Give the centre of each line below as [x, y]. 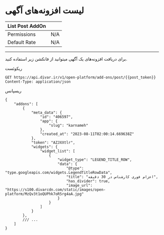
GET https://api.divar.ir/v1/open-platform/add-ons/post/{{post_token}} [81, 77]
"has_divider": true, [88, 181]
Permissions [21, 34]
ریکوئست [14, 68]
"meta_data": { [47, 113]
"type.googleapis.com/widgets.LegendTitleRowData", [59, 172]
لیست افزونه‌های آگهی [45, 11]
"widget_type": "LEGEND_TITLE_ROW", [95, 160]
